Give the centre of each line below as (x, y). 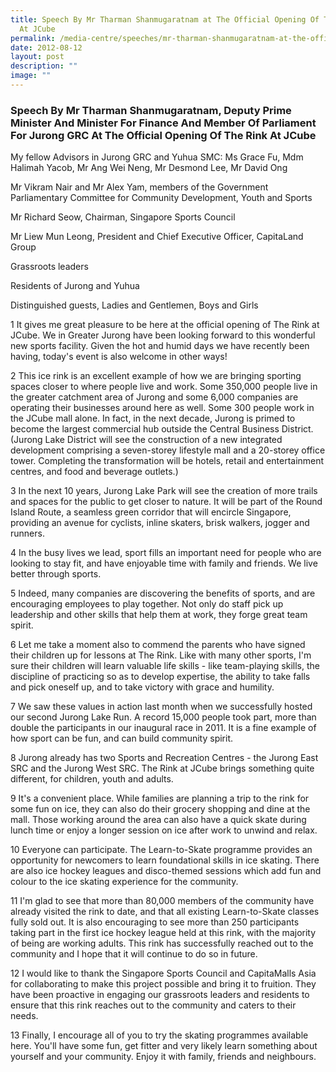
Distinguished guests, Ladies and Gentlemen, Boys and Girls (134, 305)
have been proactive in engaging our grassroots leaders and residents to (160, 995)
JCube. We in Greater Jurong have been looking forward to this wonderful (163, 335)
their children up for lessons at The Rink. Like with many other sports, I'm (161, 655)
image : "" (31, 76)
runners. (27, 533)
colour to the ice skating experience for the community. (124, 882)
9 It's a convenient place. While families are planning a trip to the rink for (160, 798)
